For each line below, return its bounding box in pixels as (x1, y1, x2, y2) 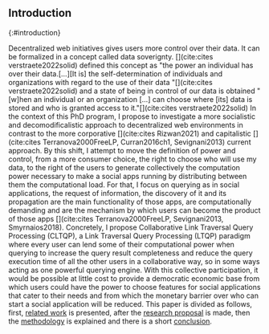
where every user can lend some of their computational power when (8, 239, 235, 249)
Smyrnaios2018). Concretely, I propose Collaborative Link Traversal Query (8, 222, 254, 232)
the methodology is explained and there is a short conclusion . (8, 316, 213, 326)
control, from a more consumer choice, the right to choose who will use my (8, 154, 257, 164)
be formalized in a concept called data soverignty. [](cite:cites (8, 51, 214, 61)
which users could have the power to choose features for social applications (8, 282, 261, 291)
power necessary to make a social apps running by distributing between (8, 171, 247, 181)
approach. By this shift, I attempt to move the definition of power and (8, 145, 236, 155)
